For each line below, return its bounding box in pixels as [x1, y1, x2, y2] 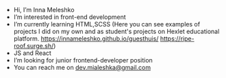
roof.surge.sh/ [13, 42, 54, 50]
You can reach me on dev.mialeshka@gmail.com [13, 64, 151, 71]
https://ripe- [160, 35, 194, 43]
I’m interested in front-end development [13, 13, 127, 21]
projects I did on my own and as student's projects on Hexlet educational [13, 27, 220, 35]
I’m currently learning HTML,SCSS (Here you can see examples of [13, 20, 201, 28]
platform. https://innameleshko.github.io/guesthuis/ [13, 35, 159, 43]
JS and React [13, 49, 51, 57]
